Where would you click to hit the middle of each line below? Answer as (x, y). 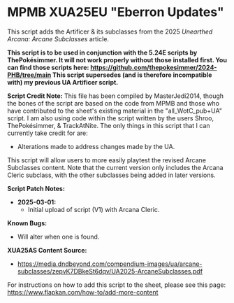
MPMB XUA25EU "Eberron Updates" (116, 12)
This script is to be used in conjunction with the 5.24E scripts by (102, 52)
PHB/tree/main (29, 75)
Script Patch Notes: (36, 188)
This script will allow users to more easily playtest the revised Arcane (107, 160)
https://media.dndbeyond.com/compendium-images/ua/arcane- (110, 264)
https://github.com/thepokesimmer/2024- (154, 67)
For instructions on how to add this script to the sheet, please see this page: (116, 285)
